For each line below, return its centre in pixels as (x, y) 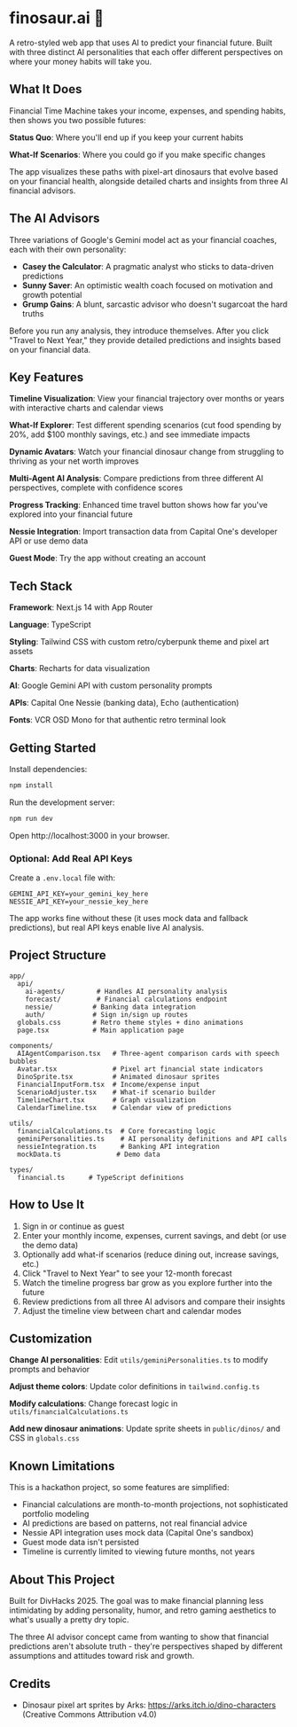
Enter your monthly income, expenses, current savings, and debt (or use (154, 1235)
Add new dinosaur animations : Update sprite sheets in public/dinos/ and (145, 1429)
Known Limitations (62, 1466)
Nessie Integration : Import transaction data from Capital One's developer (143, 532)
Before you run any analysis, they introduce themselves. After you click (139, 331)
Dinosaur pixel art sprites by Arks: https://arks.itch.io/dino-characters (149, 1705)
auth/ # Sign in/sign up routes (107, 1014)
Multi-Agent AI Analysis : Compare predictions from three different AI (137, 479)
